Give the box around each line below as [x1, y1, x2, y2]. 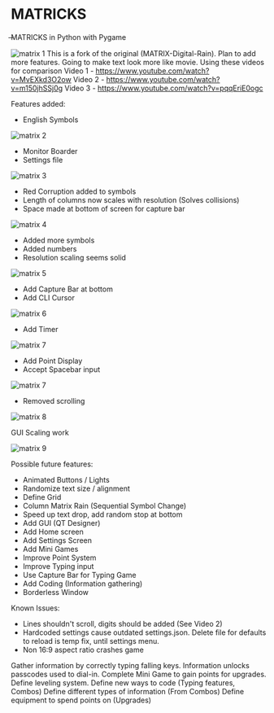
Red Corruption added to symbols [22, 186, 137, 196]
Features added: [11, 98, 66, 108]
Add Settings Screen [22, 535, 93, 545]
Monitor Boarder [22, 146, 78, 155]
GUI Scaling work [11, 427, 69, 437]
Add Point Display [22, 356, 83, 365]
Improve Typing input [22, 561, 94, 571]
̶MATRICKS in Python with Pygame [11, 32, 127, 42]
